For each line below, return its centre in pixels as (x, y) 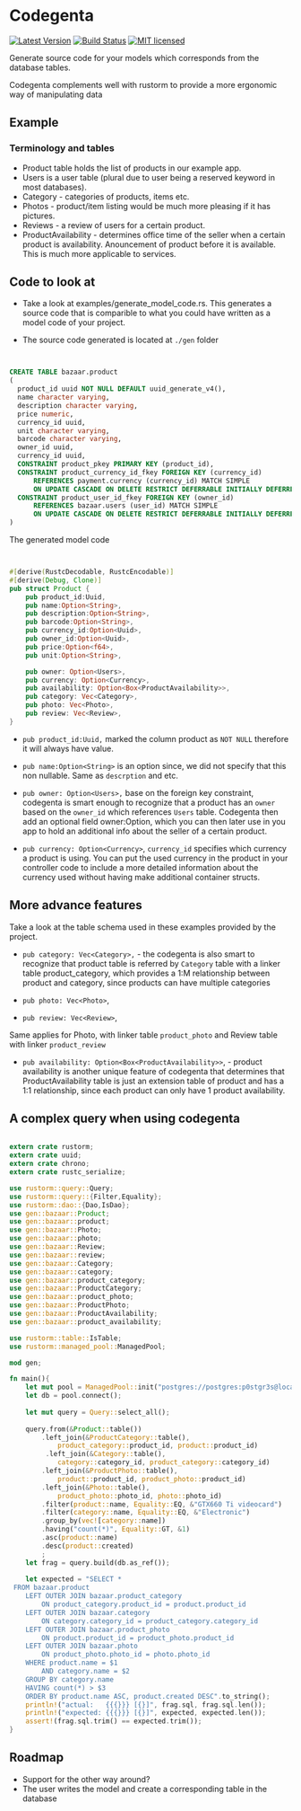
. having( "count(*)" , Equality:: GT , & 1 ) (116, 1529)
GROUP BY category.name (70, 1679)
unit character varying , (64, 431)
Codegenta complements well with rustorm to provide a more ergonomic (143, 84)
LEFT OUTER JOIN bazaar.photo (82, 1646)
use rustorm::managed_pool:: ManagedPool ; (88, 1347)
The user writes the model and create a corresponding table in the (144, 1789)
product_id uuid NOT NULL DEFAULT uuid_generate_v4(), (122, 389)
